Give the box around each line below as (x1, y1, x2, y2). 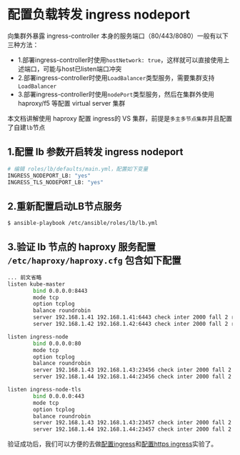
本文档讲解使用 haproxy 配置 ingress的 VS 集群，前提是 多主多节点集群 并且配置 (7, 114, 233, 122)
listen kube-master (7, 280, 66, 288)
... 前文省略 (7, 274, 42, 281)
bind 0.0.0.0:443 (33, 392, 84, 400)
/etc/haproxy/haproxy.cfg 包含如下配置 (7, 254, 181, 266)
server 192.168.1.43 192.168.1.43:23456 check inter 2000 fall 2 (33, 366, 232, 374)
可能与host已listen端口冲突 (42, 64, 122, 73)
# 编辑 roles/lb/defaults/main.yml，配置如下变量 (7, 165, 149, 172)
